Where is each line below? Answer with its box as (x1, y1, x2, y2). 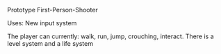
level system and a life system (7, 40, 94, 47)
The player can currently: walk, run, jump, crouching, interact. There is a (7, 32, 214, 40)
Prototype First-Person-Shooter (7, 6, 99, 14)
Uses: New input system (7, 19, 77, 27)
